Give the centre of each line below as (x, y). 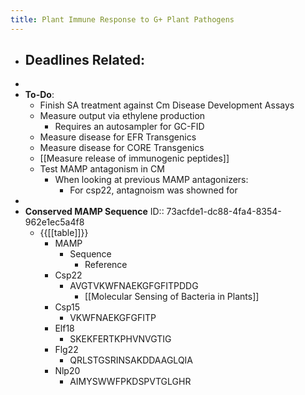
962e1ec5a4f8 (54, 222)
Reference (106, 265)
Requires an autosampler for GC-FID (129, 127)
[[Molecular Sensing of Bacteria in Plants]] (172, 297)
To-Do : (39, 95)
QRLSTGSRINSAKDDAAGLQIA (131, 360)
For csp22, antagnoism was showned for (153, 190)
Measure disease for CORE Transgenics (122, 148)
